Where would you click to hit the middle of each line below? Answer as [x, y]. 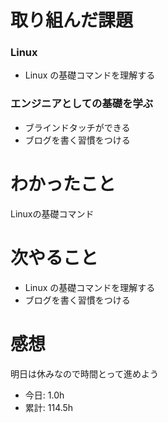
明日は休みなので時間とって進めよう [84, 373]
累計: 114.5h [49, 407]
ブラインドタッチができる [77, 127]
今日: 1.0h [44, 395]
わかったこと [63, 183]
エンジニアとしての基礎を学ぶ [82, 104]
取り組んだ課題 [72, 20]
